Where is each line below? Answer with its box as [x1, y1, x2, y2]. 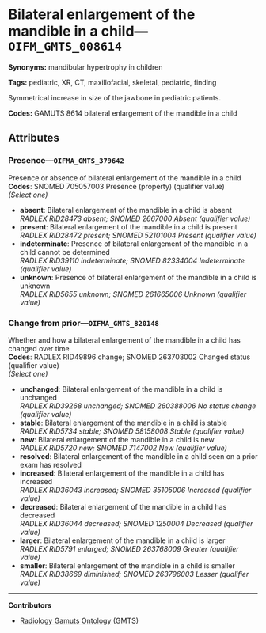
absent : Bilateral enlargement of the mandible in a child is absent [19, 205, 232, 214]
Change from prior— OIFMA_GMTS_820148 [8, 317, 160, 328]
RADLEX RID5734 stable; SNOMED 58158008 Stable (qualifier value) [19, 426, 245, 436]
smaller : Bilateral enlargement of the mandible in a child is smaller [19, 560, 236, 570]
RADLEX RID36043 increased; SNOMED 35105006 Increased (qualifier [19, 485, 252, 495]
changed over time [8, 343, 70, 353]
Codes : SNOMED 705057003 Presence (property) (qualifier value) [8, 181, 226, 191]
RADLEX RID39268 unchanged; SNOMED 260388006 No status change [19, 401, 256, 411]
